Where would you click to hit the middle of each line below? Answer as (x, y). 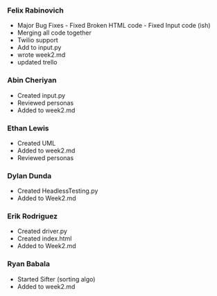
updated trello (37, 62)
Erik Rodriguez (32, 216)
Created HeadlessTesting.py (58, 191)
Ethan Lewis (28, 128)
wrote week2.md (41, 55)
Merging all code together (54, 33)
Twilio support (38, 40)
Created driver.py (42, 232)
